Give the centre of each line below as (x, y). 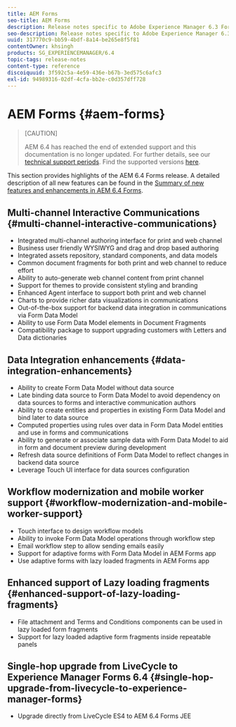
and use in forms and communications (73, 432)
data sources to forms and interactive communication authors (107, 402)
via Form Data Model (48, 315)
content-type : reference (44, 66)
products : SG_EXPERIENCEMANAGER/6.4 (61, 53)
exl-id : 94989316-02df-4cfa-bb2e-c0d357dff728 (77, 79)
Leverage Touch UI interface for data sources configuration (103, 470)
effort (25, 271)
